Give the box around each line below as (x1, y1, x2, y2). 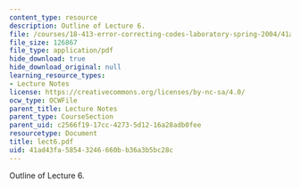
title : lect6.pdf (9, 137, 74, 146)
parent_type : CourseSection (9, 112, 114, 121)
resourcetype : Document (9, 129, 98, 138)
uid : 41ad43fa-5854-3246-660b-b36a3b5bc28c (9, 145, 174, 154)
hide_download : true (9, 54, 87, 63)
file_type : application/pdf (9, 46, 114, 55)
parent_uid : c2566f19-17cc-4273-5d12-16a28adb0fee (9, 121, 202, 130)
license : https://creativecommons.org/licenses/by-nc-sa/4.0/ (9, 87, 246, 96)
